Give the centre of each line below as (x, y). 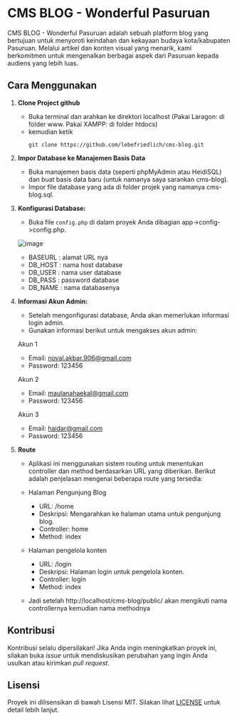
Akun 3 (28, 414)
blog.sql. (41, 194)
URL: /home (56, 506)
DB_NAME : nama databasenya (74, 287)
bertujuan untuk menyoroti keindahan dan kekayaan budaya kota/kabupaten (119, 40)
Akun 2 (28, 379)
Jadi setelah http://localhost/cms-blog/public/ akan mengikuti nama (128, 601)
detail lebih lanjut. (33, 710)
